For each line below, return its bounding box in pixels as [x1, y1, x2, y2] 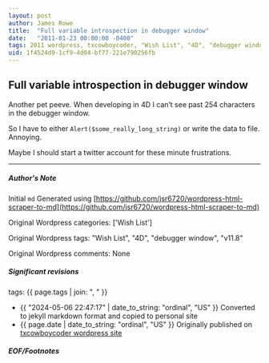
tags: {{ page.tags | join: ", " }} [8, 287, 108, 297]
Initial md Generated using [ [8, 193, 97, 203]
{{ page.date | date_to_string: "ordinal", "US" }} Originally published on [19, 319, 253, 329]
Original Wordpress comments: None [8, 249, 130, 258]
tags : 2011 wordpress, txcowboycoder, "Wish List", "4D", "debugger [8, 42, 242, 50]
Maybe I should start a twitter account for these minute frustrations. [8, 147, 232, 157]
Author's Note [8, 174, 57, 183]
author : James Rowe [8, 19, 74, 27]
